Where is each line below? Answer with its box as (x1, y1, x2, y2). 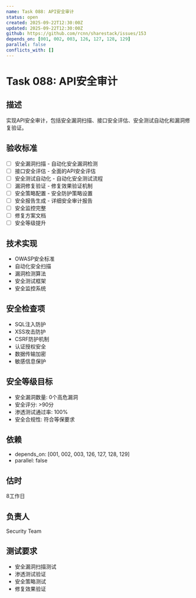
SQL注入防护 (14, 320, 46, 327)
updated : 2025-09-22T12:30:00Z (6, 25, 83, 31)
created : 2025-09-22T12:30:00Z (6, 20, 83, 25)
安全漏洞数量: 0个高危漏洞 (14, 393, 79, 400)
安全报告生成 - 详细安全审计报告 (14, 197, 93, 204)
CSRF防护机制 (14, 335, 50, 342)
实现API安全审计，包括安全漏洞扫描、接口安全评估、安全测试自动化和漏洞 (6, 117, 185, 124)
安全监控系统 (14, 285, 46, 292)
